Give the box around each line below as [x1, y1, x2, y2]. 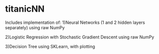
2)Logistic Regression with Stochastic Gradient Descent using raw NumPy [5, 34, 155, 40]
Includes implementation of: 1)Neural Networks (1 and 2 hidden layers [5, 19, 145, 25]
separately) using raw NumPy [5, 24, 65, 30]
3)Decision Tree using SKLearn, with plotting [5, 43, 95, 49]
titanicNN [5, 3, 45, 15]
